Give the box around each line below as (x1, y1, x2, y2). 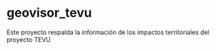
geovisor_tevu (6, 5, 92, 21)
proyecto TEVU (6, 35, 51, 43)
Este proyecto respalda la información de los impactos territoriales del (6, 28, 210, 36)
